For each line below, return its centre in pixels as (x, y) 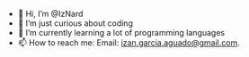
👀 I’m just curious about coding (75, 23)
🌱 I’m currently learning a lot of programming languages (121, 33)
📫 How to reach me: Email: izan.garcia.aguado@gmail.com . (129, 43)
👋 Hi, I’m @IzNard (50, 14)
